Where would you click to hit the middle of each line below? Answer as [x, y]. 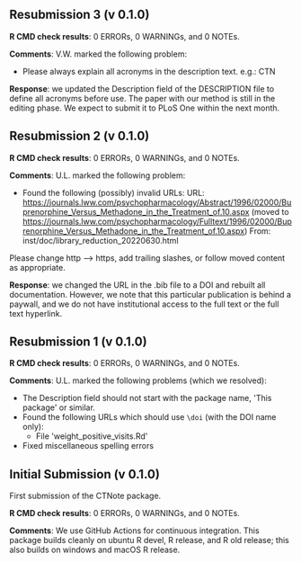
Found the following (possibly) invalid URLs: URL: [113, 192]
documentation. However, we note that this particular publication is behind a [150, 294]
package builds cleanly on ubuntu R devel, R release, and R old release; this [149, 540]
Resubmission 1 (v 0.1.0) [78, 342]
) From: [257, 231]
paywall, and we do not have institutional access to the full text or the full [144, 304]
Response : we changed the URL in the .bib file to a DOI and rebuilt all [137, 285]
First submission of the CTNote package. [85, 496]
